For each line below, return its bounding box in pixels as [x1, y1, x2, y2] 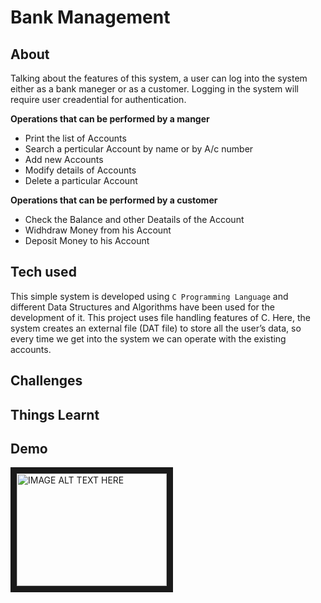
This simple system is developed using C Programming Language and [10, 290, 289, 302]
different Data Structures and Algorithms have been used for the [10, 301, 275, 313]
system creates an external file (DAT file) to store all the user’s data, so [10, 322, 302, 334]
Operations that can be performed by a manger [10, 113, 210, 125]
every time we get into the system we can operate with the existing [10, 332, 287, 345]
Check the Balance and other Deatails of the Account [24, 214, 245, 225]
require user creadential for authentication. [10, 94, 187, 105]
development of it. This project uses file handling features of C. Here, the [10, 311, 311, 323]
